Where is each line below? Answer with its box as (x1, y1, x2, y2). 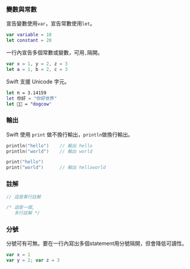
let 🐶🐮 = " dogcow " (6, 101, 52, 107)
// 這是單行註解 (6, 194, 41, 200)
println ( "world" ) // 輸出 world (6, 148, 93, 154)
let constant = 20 (6, 38, 52, 44)
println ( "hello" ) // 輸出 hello (6, 143, 93, 149)
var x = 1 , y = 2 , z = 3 (6, 61, 68, 67)
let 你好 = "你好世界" (6, 95, 57, 101)
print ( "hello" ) (6, 159, 44, 165)
